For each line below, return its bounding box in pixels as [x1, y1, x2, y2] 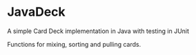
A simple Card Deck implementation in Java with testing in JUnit [7, 27, 190, 35]
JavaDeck [7, 4, 66, 20]
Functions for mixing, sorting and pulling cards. [7, 40, 141, 48]
